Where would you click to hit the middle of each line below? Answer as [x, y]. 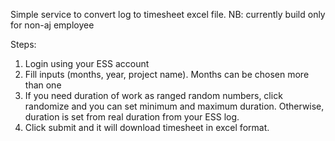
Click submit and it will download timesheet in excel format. [147, 127]
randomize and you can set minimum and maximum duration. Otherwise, [174, 106]
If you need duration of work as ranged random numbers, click [153, 95]
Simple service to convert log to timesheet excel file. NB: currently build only [168, 14]
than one [43, 85]
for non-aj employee [52, 25]
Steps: [23, 44]
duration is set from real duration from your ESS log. [132, 117]
